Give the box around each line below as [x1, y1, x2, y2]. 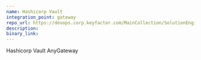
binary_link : [6, 31, 39, 37]
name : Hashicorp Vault [6, 8, 63, 15]
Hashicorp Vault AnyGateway [6, 47, 79, 54]
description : [6, 25, 39, 31]
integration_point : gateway [6, 14, 77, 20]
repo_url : [6, 20, 31, 26]
